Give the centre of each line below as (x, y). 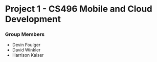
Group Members (25, 34)
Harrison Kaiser (28, 55)
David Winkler (26, 50)
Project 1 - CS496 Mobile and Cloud (79, 9)
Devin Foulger (26, 45)
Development (33, 19)
